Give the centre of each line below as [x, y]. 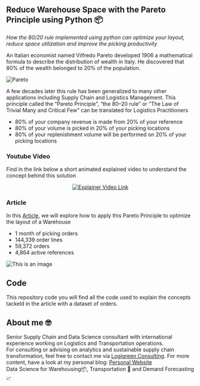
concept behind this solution [41, 176]
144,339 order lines [39, 240]
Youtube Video [28, 156]
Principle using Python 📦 [55, 20]
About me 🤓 [29, 322]
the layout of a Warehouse [39, 222]
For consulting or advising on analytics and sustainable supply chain [90, 350]
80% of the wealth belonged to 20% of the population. [73, 68]
